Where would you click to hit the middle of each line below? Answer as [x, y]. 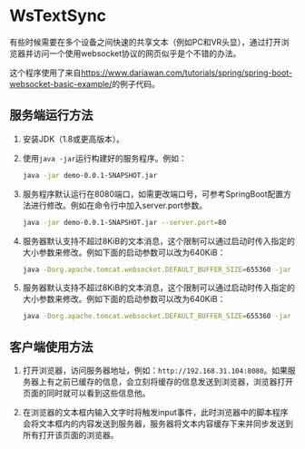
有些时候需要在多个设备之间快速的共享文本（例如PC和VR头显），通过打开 [145, 42]
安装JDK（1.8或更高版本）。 [74, 139]
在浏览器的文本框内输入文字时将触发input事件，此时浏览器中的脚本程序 [155, 413]
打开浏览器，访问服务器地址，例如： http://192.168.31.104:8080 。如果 [155, 371]
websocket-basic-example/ [61, 83]
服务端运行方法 [51, 116]
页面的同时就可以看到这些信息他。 [86, 393]
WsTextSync [58, 16]
